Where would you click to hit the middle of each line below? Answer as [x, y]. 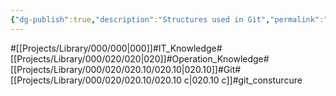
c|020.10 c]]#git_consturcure [243, 80]
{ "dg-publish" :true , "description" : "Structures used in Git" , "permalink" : [167, 19]
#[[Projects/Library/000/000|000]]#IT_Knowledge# [116, 48]
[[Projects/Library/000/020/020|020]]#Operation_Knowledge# [140, 58]
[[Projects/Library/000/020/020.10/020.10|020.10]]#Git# [126, 69]
